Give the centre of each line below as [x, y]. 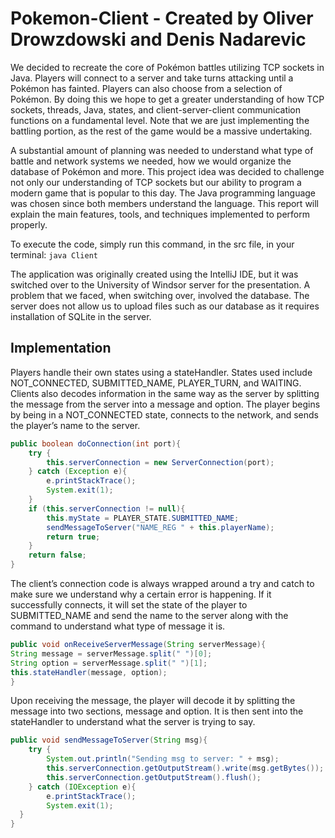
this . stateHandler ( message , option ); [89, 672]
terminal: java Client [54, 254]
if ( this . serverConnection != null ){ [107, 508]
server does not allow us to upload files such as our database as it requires [165, 306]
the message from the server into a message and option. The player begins [165, 404]
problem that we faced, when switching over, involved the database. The [160, 295]
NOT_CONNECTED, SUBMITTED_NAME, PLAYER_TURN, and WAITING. [156, 383]
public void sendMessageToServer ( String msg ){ [109, 740]
